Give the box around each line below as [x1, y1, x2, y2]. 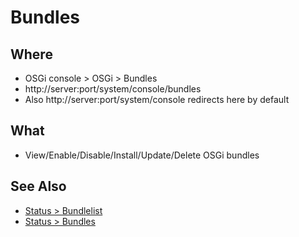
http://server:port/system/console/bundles [24, 83, 202, 95]
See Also [10, 178, 67, 195]
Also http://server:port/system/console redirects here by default [24, 94, 290, 105]
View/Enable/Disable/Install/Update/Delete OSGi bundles [24, 149, 260, 161]
